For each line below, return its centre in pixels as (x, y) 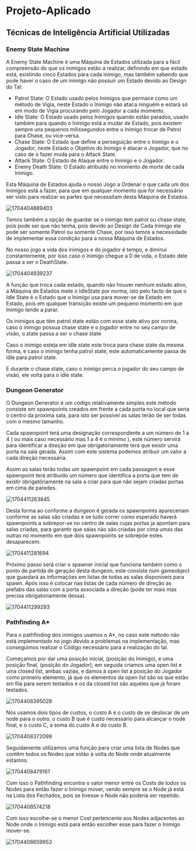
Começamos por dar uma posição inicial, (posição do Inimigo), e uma (90, 659)
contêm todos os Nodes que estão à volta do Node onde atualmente (88, 754)
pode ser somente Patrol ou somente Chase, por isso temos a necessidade (97, 232)
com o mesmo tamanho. (35, 422)
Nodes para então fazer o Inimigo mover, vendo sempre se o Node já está (95, 789)
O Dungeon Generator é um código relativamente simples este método (91, 403)
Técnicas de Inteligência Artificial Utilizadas (88, 33)
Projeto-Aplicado (49, 11)
